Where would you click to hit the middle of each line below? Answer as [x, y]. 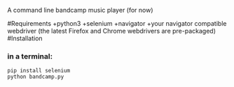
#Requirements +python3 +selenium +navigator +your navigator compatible [117, 23]
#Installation [25, 38]
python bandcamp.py [36, 77]
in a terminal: [30, 56]
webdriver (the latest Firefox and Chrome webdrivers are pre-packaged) [111, 31]
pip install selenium [39, 71]
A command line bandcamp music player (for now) [80, 10]
